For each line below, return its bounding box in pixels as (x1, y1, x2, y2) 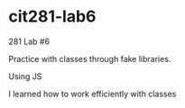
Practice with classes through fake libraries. (8, 53, 171, 64)
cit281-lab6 (8, 6, 97, 27)
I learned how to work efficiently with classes (8, 88, 177, 99)
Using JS (8, 70, 42, 82)
